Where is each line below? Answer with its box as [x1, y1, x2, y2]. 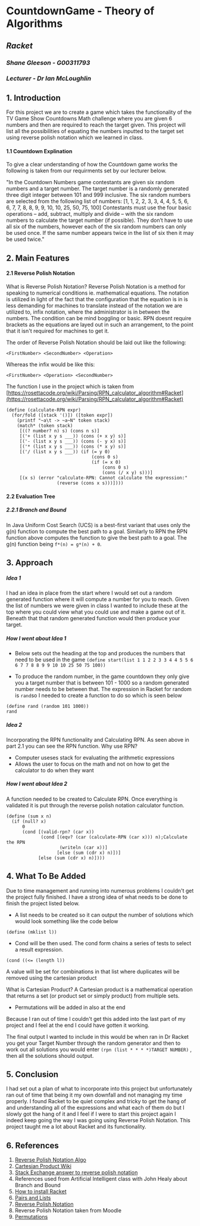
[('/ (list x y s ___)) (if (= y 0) [19, 449, 111, 455]
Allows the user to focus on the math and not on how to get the [14, 760, 170, 767]
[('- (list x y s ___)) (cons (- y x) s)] [19, 438, 127, 445]
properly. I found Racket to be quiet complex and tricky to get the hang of [6, 1098, 186, 1105]
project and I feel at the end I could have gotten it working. [6, 1021, 150, 1029]
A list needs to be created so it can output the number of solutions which [14, 911, 193, 918]
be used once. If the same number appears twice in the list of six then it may [6, 230, 194, 237]
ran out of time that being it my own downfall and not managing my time [6, 1091, 183, 1098]
